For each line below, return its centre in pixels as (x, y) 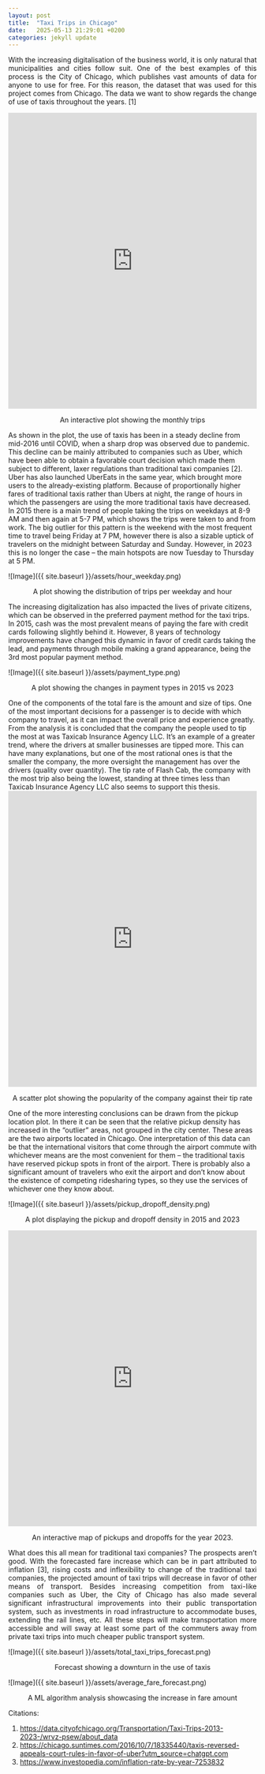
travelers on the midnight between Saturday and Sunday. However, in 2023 (130, 545)
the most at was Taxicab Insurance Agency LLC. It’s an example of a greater (132, 737)
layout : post (30, 15)
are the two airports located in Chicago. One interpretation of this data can (129, 1139)
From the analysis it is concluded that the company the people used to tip (127, 728)
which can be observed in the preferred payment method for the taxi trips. (129, 616)
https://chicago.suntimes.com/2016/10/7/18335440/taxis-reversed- (129, 1746)
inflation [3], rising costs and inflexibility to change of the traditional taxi (132, 1570)
